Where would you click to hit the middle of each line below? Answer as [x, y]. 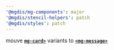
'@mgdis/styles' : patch [36, 23]
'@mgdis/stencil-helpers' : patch [48, 18]
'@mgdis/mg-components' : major [45, 12]
